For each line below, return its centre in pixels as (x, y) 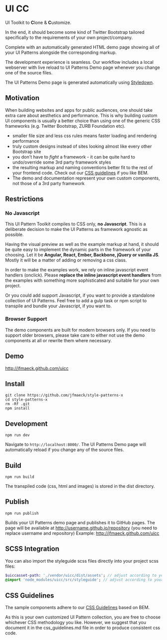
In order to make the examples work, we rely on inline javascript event (77, 270)
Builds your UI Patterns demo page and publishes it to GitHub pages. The (80, 522)
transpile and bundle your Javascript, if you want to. (58, 306)
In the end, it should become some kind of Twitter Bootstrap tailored (75, 32)
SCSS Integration (32, 549)
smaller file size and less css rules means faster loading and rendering (84, 136)
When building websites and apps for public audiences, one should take (79, 110)
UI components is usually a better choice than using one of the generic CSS (83, 121)
